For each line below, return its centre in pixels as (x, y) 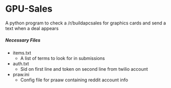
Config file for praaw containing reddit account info (74, 80)
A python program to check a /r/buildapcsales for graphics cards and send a (86, 23)
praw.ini (21, 74)
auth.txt (21, 64)
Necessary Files (23, 40)
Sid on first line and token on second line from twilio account (84, 69)
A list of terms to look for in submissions (63, 58)
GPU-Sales (29, 9)
